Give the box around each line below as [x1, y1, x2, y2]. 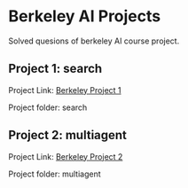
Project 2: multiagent [8, 128, 128, 143]
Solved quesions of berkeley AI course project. [8, 35, 180, 46]
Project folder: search [8, 102, 88, 113]
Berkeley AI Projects [8, 6, 161, 27]
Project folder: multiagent [8, 168, 101, 179]
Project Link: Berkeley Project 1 [8, 84, 121, 95]
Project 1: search [8, 61, 103, 76]
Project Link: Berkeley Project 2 [8, 151, 123, 161]
